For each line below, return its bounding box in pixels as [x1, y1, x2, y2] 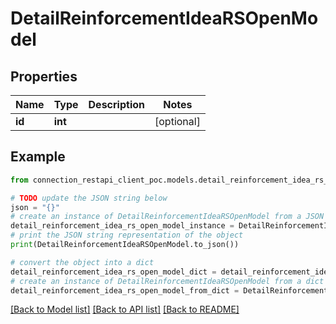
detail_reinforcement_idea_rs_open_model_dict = [10, 267, 217, 277]
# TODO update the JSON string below [10, 193, 168, 203]
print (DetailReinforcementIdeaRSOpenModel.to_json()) [10, 240, 240, 250]
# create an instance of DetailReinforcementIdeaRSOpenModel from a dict [10, 276, 325, 286]
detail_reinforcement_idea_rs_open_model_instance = [10, 221, 235, 231]
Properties [10, 68, 78, 85]
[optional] [154, 115, 201, 128]
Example [10, 148, 66, 166]
